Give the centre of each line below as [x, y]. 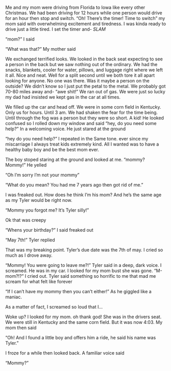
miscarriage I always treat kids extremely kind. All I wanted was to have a [82, 144]
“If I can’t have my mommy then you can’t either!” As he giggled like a [78, 291]
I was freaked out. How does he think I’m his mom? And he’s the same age [83, 195]
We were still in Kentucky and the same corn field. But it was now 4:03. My [84, 322]
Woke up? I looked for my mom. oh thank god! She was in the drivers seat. [83, 317]
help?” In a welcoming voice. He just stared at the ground [66, 129]
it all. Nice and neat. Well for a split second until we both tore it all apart [80, 75]
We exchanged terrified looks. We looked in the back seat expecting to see [84, 59]
